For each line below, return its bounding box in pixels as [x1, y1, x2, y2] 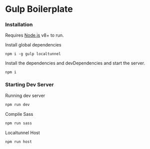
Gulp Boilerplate [5, 3, 73, 15]
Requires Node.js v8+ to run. [5, 32, 64, 38]
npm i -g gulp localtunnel [5, 51, 61, 56]
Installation [5, 21, 33, 28]
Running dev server [5, 93, 46, 99]
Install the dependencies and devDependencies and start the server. [5, 60, 146, 66]
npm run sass [5, 120, 32, 126]
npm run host [5, 139, 32, 144]
